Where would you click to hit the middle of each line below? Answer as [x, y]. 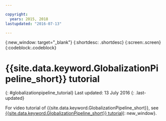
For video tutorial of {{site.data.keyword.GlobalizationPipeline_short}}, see [82, 108]
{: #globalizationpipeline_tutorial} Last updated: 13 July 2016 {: [70, 93]
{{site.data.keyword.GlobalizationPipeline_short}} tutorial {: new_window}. [81, 113]
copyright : [17, 14]
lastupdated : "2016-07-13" [33, 24]
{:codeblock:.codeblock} [31, 48]
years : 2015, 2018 [29, 19]
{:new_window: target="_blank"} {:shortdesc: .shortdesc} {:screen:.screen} [83, 42]
